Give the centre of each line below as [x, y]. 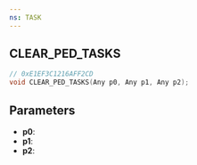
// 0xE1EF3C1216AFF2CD [51, 74]
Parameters [42, 110]
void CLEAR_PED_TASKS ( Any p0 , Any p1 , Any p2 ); [99, 82]
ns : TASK [25, 17]
